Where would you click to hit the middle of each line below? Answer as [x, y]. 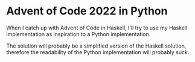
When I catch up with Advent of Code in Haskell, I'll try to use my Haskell [97, 28]
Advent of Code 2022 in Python [87, 11]
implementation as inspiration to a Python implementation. [78, 34]
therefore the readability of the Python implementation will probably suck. [98, 52]
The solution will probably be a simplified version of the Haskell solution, [96, 46]
